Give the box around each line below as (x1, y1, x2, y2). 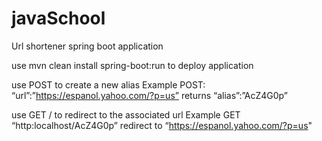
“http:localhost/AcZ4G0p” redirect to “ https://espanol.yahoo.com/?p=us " (11, 119, 313, 131)
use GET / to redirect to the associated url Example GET (11, 108, 241, 121)
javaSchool (11, 7, 106, 30)
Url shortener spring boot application (11, 40, 164, 52)
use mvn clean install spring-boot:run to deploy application (11, 59, 254, 71)
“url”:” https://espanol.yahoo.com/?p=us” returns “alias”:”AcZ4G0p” (11, 89, 288, 101)
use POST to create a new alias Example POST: (11, 78, 206, 91)
